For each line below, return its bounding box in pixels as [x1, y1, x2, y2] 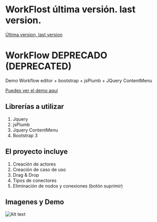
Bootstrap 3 [12, 132, 38, 138]
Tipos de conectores [12, 177, 57, 183]
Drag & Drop [12, 172, 40, 178]
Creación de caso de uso [12, 166, 66, 173]
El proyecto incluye [5, 147, 68, 156]
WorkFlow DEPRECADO [5, 50, 108, 61]
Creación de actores [12, 161, 56, 167]
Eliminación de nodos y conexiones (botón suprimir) [12, 182, 123, 189]
